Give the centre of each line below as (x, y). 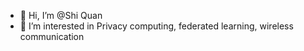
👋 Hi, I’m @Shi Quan (61, 15)
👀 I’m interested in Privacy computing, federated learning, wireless (156, 26)
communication (52, 36)
